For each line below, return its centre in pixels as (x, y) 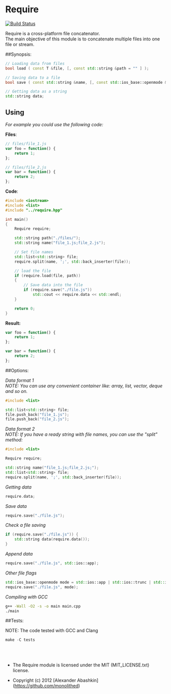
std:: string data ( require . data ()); (52, 539)
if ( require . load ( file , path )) (48, 275)
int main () (17, 219)
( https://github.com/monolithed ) (46, 686)
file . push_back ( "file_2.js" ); (37, 419)
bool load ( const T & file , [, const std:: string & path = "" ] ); (77, 68)
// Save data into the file (53, 285)
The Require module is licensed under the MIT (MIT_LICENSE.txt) (81, 665)
